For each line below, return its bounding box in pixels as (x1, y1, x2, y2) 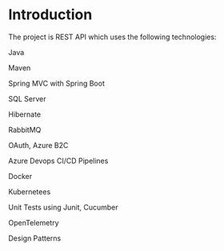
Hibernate (8, 110, 42, 119)
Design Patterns (8, 233, 62, 243)
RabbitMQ (8, 125, 42, 134)
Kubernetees (8, 186, 51, 197)
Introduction (8, 6, 93, 24)
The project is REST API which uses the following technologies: (8, 32, 217, 42)
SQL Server (8, 94, 46, 103)
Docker (8, 171, 33, 181)
